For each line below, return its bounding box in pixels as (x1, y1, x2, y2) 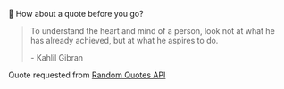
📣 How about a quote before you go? (8, 9, 144, 19)
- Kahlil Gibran (29, 53, 84, 62)
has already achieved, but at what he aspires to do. (29, 36, 219, 45)
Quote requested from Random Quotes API (8, 69, 166, 80)
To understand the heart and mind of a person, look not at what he (29, 26, 276, 36)
